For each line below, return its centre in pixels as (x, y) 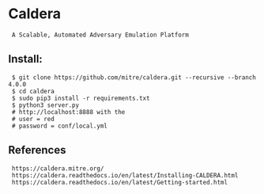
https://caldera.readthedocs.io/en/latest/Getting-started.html (119, 182)
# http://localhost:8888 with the (68, 112)
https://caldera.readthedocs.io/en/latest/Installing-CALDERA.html (125, 175)
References (37, 150)
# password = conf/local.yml (60, 126)
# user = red (33, 119)
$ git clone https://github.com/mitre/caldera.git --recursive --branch (134, 77)
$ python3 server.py (45, 105)
